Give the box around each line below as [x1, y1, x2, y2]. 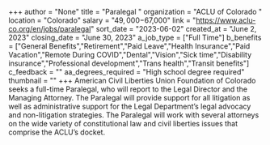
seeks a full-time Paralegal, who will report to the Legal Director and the [8, 84, 248, 94]
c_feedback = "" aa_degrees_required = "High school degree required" [8, 67, 245, 76]
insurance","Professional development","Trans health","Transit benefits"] [8, 58, 250, 68]
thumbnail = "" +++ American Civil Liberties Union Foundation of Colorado [8, 76, 256, 85]
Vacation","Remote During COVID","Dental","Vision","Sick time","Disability [8, 50, 252, 59]
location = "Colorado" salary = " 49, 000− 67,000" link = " [8, 15, 196, 25]
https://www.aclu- [195, 15, 256, 25]
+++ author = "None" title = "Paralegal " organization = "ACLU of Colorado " [8, 7, 263, 16]
